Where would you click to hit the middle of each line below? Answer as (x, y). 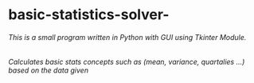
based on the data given (49, 70)
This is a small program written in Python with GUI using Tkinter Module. (127, 37)
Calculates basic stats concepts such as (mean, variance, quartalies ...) (127, 62)
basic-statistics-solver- (89, 15)
